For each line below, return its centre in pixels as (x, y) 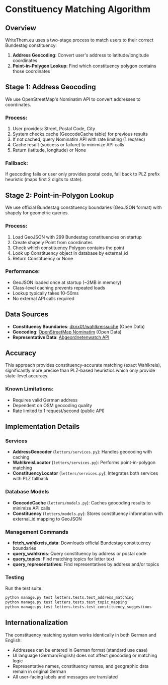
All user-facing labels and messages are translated (65, 676)
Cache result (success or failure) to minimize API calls (68, 145)
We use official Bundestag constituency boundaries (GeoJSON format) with (83, 207)
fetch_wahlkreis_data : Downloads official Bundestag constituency (81, 543)
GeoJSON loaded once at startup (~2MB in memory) (67, 282)
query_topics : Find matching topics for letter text (63, 559)
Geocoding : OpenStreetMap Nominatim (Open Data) (67, 332)
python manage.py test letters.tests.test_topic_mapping (66, 602)
